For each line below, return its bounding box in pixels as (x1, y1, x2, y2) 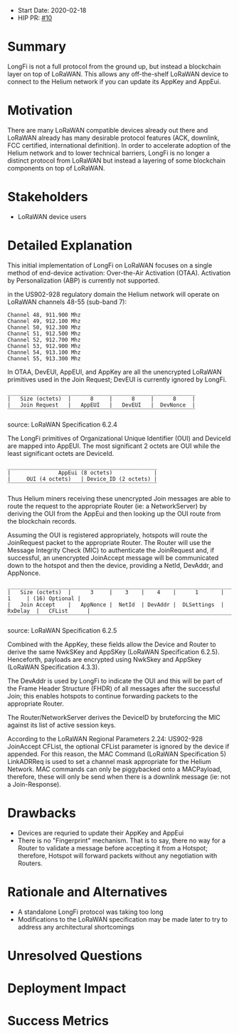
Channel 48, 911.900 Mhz (7, 311, 81, 318)
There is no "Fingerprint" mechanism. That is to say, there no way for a (17, 836, 226, 845)
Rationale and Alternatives (7, 884, 168, 900)
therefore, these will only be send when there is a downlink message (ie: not (7, 772, 231, 780)
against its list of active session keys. (7, 721, 116, 729)
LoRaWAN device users (17, 212, 87, 220)
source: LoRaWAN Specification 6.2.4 (7, 420, 117, 429)
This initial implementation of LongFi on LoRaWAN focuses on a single (7, 260, 213, 270)
